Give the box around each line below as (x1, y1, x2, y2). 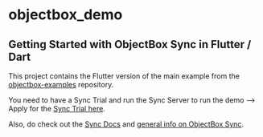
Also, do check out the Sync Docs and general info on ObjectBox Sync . (8, 119, 244, 129)
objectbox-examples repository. (8, 80, 114, 89)
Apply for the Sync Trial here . (8, 104, 106, 113)
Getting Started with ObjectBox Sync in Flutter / (8, 38, 252, 51)
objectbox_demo (8, 6, 123, 24)
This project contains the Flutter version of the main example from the (8, 71, 240, 81)
